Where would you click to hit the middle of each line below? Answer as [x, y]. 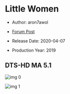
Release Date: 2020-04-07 [39, 41]
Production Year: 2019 [34, 50]
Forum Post [23, 31]
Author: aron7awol [30, 22]
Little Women [32, 9]
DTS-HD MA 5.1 [28, 65]
